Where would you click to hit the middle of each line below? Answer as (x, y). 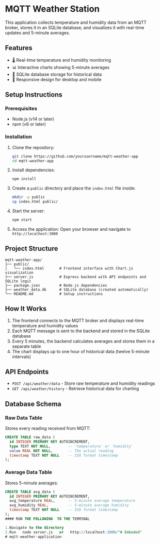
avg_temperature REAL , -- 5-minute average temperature (72, 501)
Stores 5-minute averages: (32, 483)
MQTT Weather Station (52, 9)
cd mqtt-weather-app (33, 161)
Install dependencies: (33, 170)
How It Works (26, 309)
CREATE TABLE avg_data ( (30, 492)
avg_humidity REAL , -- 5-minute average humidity (69, 505)
